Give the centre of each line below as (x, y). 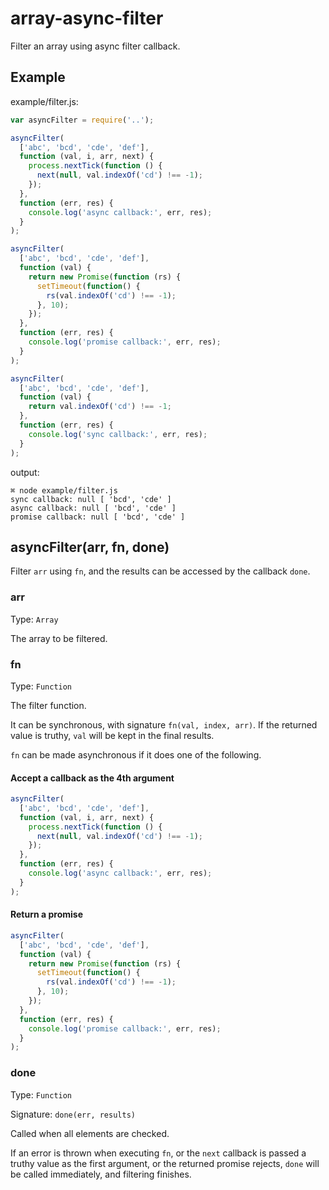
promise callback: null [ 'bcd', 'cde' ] (98, 517)
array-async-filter (87, 18)
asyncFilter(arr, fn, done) (90, 547)
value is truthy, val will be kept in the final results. (112, 735)
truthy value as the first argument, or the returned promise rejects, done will (165, 1163)
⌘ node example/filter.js (64, 490)
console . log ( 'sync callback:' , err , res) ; (118, 434)
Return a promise (47, 914)
